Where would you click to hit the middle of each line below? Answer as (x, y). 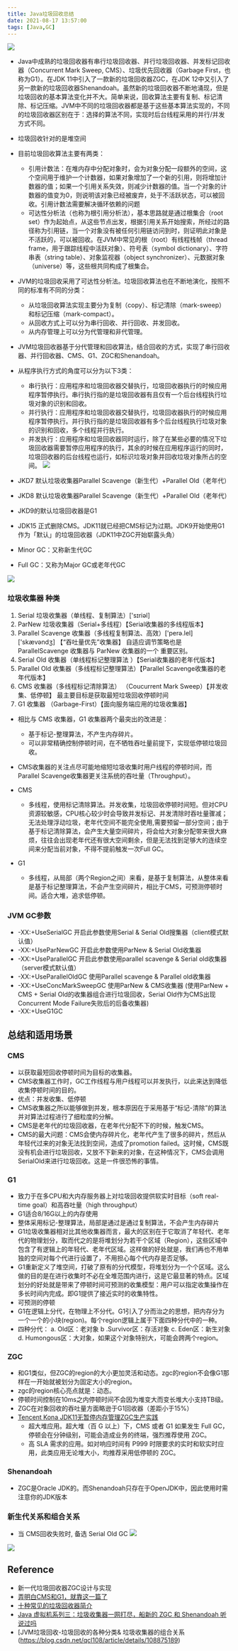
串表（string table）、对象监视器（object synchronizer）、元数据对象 (126, 257)
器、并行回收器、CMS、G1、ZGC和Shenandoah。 (90, 356)
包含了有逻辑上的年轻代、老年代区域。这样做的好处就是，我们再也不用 (120, 1249)
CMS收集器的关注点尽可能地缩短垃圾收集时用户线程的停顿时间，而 (115, 767)
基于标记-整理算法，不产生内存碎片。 (83, 734)
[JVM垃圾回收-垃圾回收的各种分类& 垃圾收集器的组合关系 (101, 1632)
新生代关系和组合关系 (44, 1517)
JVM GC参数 (29, 916)
